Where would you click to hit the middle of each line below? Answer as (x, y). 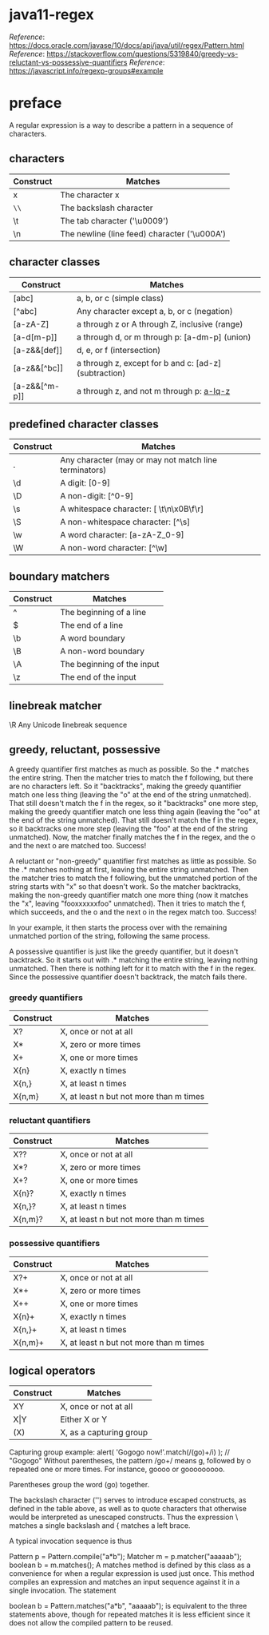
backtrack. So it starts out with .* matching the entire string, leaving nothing (134, 959)
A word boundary (93, 638)
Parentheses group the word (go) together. (79, 1485)
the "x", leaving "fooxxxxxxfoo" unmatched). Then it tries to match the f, (128, 903)
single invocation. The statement (63, 1590)
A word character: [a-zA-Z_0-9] (122, 535)
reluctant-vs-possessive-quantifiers (68, 62)
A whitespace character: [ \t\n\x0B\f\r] (132, 509)
